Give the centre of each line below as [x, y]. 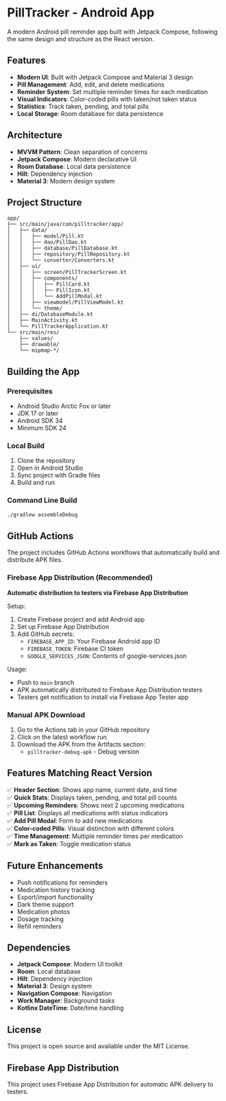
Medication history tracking [55, 889]
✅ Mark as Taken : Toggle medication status [69, 843]
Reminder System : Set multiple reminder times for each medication [112, 91]
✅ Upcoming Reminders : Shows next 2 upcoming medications [96, 805]
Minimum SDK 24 [42, 428]
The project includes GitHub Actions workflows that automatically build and [114, 553]
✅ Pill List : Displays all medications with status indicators [88, 813]
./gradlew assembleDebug [42, 514]
